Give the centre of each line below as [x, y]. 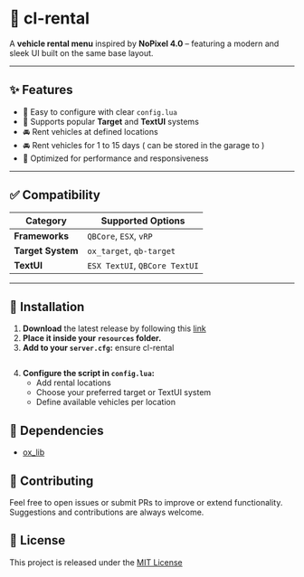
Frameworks [42, 236]
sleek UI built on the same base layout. [81, 52]
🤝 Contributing [52, 481]
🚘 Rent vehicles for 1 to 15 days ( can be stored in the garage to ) [143, 145]
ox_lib [33, 452]
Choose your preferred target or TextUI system [123, 393]
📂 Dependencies [57, 430]
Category [47, 221]
